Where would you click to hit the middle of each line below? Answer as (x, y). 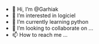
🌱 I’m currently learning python (50, 22)
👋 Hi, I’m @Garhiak (35, 9)
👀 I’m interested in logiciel (44, 15)
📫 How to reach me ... (40, 35)
